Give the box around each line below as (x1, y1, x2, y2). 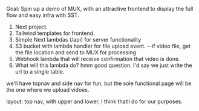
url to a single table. (15, 68, 65, 75)
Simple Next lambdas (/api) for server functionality (15, 36, 142, 43)
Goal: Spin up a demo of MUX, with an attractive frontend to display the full (6, 5, 194, 12)
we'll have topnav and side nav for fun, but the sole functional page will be (6, 80, 192, 87)
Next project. (15, 24, 48, 30)
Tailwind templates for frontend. (15, 30, 95, 37)
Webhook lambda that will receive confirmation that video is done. (15, 55, 180, 62)
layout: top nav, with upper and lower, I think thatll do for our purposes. (6, 98, 183, 105)
